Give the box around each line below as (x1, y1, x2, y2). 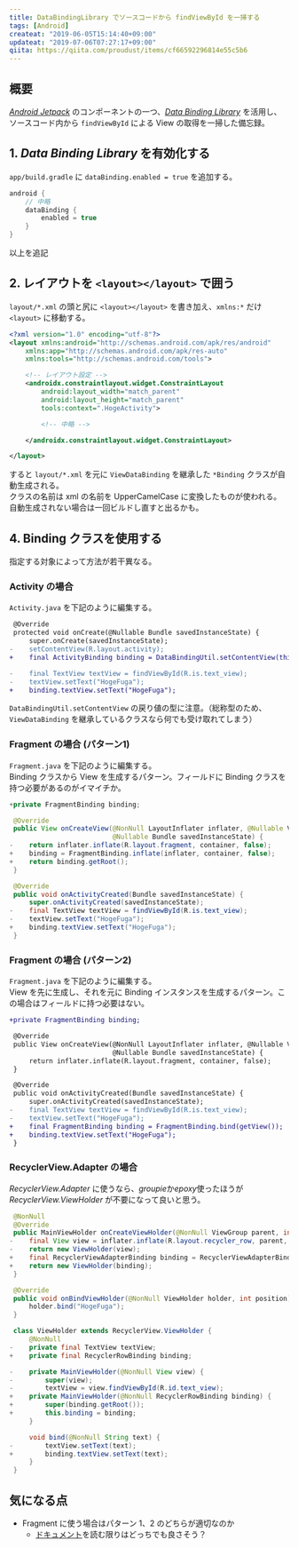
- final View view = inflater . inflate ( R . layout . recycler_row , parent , (9, 1236, 288, 1246)
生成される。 (16, 480, 64, 491)
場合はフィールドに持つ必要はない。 (16, 998, 149, 1009)
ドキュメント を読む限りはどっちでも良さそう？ (35, 1529, 207, 1539)
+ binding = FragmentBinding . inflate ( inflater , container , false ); (9, 849, 276, 858)
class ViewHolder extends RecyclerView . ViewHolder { (12, 1327, 213, 1336)
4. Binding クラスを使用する (9, 530, 162, 546)
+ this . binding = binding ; (9, 1409, 137, 1417)
